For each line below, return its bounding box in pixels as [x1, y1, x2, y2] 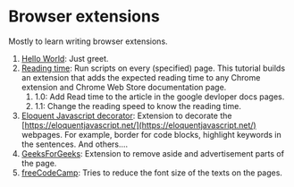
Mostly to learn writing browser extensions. [8, 36, 168, 47]
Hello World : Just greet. [21, 53, 109, 64]
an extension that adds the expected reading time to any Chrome [21, 72, 261, 82]
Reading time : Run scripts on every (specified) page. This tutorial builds [21, 63, 286, 73]
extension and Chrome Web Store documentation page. [21, 81, 227, 92]
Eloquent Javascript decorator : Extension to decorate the [21, 110, 232, 121]
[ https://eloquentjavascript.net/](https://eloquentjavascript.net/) [21, 119, 256, 131]
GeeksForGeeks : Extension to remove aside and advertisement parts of [21, 148, 285, 158]
